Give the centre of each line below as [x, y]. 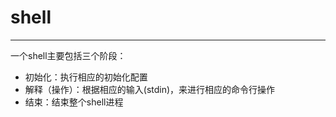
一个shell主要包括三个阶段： [68, 55]
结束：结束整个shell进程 [74, 102]
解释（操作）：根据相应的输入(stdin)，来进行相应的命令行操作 [150, 89]
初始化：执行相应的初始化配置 [86, 77]
